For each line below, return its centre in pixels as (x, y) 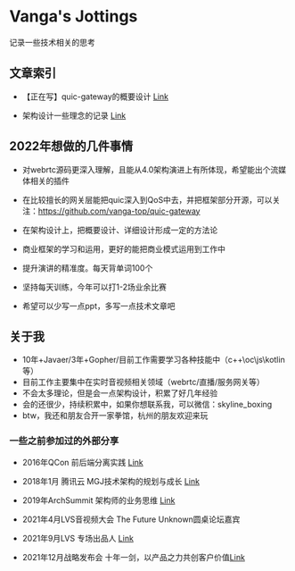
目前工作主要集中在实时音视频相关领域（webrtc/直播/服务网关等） (143, 382)
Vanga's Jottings (74, 17)
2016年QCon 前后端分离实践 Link (83, 462)
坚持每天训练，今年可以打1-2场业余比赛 (94, 287)
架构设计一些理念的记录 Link (74, 115)
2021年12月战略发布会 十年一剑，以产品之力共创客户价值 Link (133, 557)
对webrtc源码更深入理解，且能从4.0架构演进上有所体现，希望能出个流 (150, 169)
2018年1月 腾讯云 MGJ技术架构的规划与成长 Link (111, 481)
